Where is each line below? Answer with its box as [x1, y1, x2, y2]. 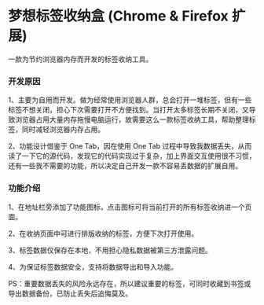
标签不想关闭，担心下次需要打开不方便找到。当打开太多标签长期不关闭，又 [8, 105, 249, 115]
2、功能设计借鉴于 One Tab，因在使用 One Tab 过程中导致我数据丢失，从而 [8, 141, 252, 151]
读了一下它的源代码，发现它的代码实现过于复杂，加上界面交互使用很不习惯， [8, 151, 256, 161]
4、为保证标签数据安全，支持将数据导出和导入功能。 [8, 262, 178, 271]
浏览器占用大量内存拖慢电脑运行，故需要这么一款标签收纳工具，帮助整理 [14, 115, 249, 124]
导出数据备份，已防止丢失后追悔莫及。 [8, 288, 132, 298]
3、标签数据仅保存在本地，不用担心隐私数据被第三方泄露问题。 [8, 245, 212, 255]
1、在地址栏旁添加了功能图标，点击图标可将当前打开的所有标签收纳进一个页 [8, 202, 252, 211]
